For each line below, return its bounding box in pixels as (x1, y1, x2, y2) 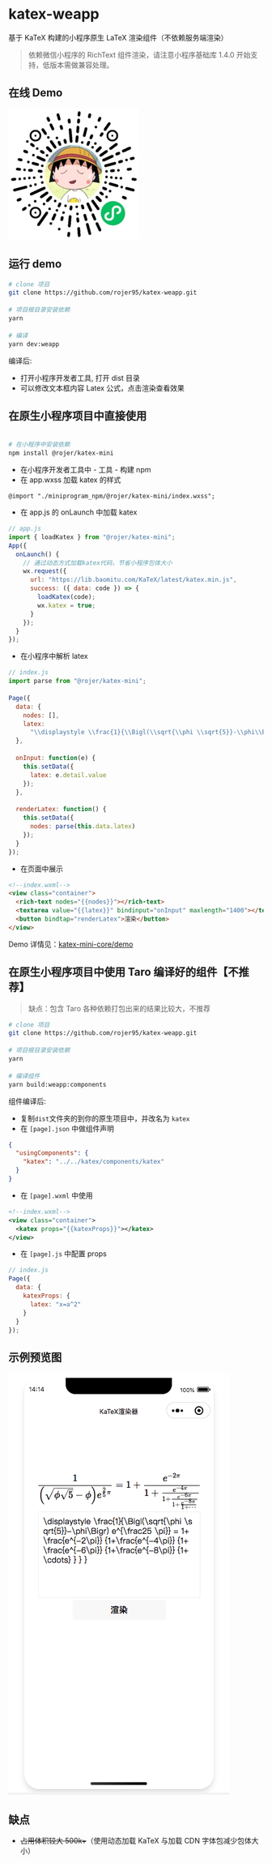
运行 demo (8, 257, 62, 271)
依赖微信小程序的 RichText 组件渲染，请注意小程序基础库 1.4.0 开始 (28, 49, 251, 59)
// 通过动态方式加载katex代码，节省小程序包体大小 (23, 558, 172, 567)
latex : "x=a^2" (29, 1300, 82, 1309)
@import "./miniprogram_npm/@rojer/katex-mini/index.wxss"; (8, 492, 216, 500)
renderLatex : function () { (15, 805, 107, 814)
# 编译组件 (8, 1071, 40, 1080)
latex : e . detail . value (29, 771, 107, 779)
